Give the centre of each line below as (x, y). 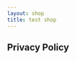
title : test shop (32, 20)
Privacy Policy (38, 47)
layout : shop (26, 13)
